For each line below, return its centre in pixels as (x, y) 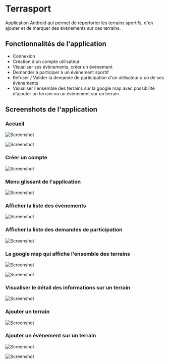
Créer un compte (26, 158)
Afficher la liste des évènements (46, 206)
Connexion (24, 56)
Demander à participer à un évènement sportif (61, 72)
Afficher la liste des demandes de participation (64, 230)
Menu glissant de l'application (43, 181)
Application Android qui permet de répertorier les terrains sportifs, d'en (79, 23)
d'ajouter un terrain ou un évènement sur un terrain (66, 93)
